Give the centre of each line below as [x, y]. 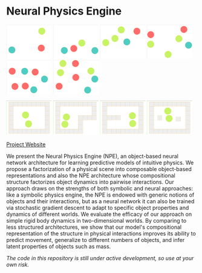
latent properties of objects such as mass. [59, 246]
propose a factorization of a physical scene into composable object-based [99, 169]
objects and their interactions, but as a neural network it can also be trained [100, 201]
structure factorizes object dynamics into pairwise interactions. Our [90, 182]
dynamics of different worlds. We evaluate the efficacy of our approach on [99, 214]
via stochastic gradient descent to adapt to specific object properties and [98, 207]
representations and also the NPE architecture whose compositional [91, 175]
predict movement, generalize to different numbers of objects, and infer [96, 240]
